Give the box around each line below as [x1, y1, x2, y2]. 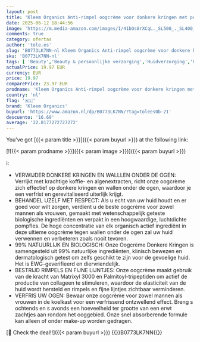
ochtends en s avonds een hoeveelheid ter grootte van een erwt [14, 305, 172, 312]
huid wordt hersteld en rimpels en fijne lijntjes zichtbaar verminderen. [14, 286, 186, 293]
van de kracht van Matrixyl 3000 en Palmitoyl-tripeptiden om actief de [14, 273, 187, 281]
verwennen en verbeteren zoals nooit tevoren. [14, 235, 129, 242]
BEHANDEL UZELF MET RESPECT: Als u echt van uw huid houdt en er [14, 197, 187, 204]
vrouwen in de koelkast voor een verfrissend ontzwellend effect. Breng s [14, 298, 193, 306]
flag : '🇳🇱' [6, 97, 36, 103]
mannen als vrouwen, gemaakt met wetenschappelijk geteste [14, 209, 165, 217]
